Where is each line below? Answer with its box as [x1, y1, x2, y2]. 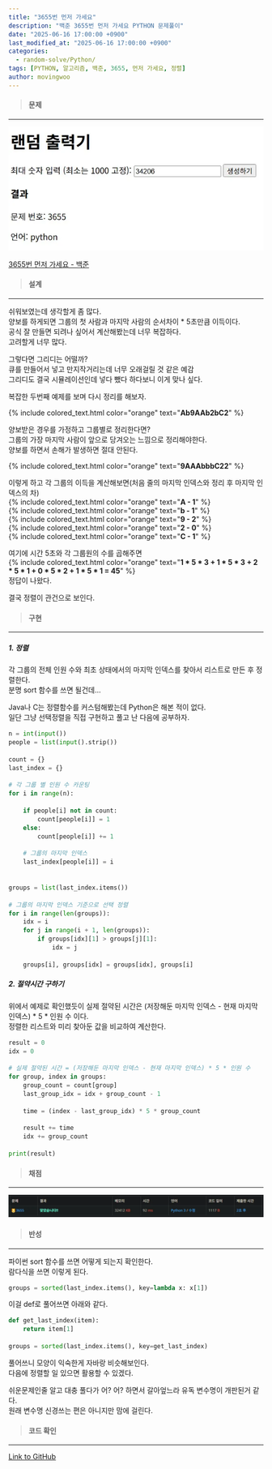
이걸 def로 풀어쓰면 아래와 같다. [8, 1300, 108, 1309]
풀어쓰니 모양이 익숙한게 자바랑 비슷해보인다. [8, 1358, 150, 1368]
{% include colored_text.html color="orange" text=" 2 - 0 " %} [8, 523, 212, 533]
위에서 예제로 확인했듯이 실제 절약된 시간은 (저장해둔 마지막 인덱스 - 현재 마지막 [8, 1001, 258, 1011]
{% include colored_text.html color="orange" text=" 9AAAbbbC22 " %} [8, 461, 244, 471]
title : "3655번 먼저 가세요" [8, 13, 97, 21]
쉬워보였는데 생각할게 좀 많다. [8, 306, 102, 316]
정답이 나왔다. [8, 576, 53, 585]
